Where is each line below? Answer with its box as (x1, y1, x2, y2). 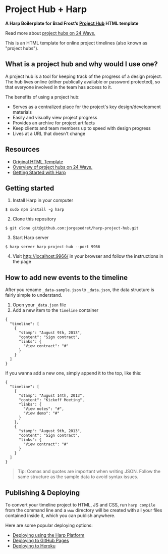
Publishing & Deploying (5, 488, 80, 497)
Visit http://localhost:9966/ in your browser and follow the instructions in (12, 253, 163, 259)
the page (12, 259, 32, 265)
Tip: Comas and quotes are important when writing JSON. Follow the (17, 469, 160, 475)
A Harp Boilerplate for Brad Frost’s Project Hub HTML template (5, 20, 139, 26)
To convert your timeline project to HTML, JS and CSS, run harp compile (5, 502, 155, 507)
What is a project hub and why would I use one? (5, 60, 158, 69)
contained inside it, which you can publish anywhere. (5, 513, 116, 519)
